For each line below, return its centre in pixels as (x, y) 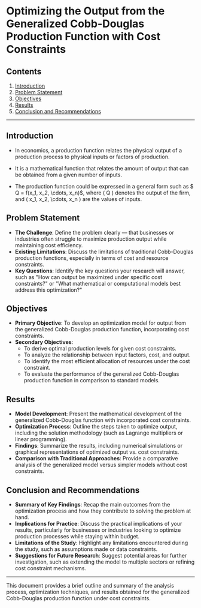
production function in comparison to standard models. (92, 381)
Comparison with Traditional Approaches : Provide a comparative (96, 459)
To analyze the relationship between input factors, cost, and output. (107, 355)
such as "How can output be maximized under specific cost (89, 277)
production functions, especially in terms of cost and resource (92, 258)
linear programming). (41, 439)
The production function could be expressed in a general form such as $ (104, 186)
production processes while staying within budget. (77, 537)
